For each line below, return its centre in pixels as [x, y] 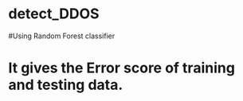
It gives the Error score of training [121, 68]
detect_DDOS [54, 14]
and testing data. [66, 85]
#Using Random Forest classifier [62, 36]
